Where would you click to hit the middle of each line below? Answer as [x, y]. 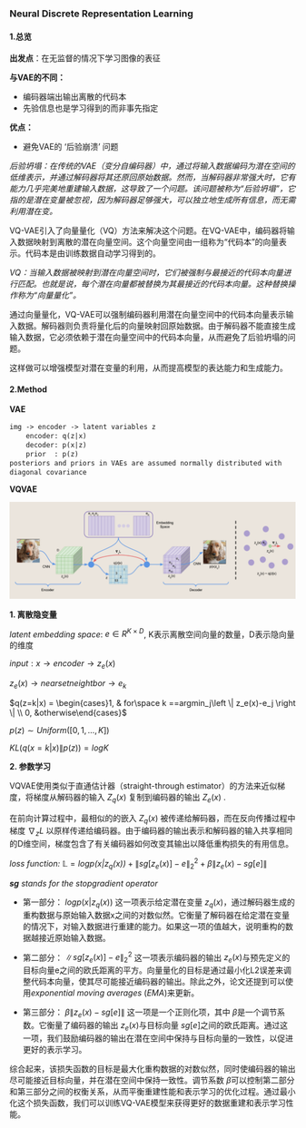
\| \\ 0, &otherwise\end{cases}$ [68, 712]
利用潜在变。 [33, 211]
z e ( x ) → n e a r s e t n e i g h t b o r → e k [68, 684]
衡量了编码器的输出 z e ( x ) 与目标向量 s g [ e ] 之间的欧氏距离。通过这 [168, 1026]
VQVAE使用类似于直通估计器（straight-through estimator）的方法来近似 [143, 785]
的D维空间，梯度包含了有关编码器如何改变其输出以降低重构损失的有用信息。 [152, 844]
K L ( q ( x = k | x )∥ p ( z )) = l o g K [59, 748]
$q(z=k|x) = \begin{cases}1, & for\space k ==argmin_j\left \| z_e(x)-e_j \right [153, 702]
